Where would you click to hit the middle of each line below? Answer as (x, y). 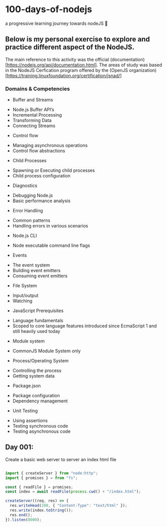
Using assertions (30, 421)
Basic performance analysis (41, 201)
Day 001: (19, 447)
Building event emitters (36, 271)
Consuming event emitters (40, 276)
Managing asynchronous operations (50, 145)
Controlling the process (37, 370)
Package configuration (36, 396)
